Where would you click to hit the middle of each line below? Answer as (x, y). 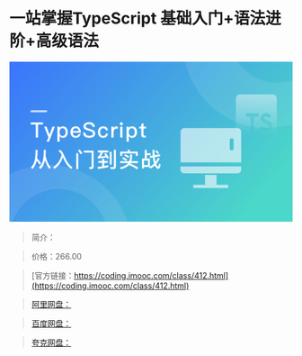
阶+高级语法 (54, 41)
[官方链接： (53, 275)
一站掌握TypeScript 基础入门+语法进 (145, 18)
